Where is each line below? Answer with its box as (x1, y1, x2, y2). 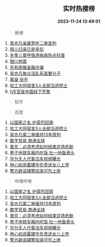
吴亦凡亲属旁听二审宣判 (9, 40, 57, 46)
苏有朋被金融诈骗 (9, 64, 44, 70)
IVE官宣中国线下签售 (9, 89, 51, 94)
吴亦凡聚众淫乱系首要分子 (9, 70, 61, 76)
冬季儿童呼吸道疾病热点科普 (9, 52, 65, 58)
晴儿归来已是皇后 (9, 46, 44, 52)
